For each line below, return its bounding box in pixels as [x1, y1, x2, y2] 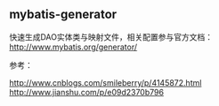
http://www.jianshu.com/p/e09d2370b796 [9, 87, 165, 97]
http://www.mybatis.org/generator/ [9, 42, 138, 52]
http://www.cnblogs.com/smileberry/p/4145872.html [9, 77, 202, 87]
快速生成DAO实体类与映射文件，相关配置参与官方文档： [9, 31, 214, 42]
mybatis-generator [9, 7, 118, 22]
